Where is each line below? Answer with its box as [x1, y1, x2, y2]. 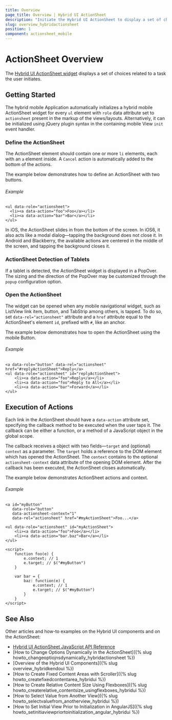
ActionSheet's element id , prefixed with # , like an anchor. [5, 319, 126, 325]
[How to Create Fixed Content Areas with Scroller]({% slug [12, 671, 137, 677]
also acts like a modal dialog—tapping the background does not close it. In [5, 232, 162, 238]
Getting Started [5, 91, 56, 99]
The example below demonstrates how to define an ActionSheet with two [5, 171, 160, 177]
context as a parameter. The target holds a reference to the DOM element [5, 448, 162, 454]
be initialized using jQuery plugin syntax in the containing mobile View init [5, 120, 163, 127]
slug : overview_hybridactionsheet [5, 22, 79, 27]
